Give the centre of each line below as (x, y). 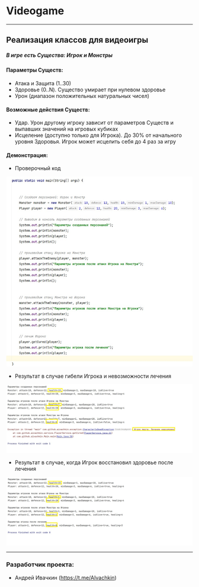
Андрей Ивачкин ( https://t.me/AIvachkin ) (65, 578)
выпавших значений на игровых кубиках (66, 129)
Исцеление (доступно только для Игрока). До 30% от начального (98, 135)
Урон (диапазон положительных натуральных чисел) (82, 95)
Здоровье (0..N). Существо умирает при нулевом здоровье (90, 90)
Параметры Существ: (35, 70)
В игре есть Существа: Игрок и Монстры (60, 55)
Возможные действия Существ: (48, 109)
